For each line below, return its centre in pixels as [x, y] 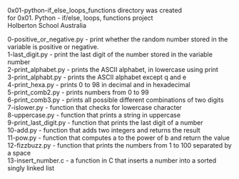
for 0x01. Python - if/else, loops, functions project [80, 18]
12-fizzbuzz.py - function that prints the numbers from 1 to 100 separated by [119, 145]
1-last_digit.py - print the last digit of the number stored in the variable [110, 54]
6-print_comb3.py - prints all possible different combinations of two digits [116, 100]
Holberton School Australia [47, 25]
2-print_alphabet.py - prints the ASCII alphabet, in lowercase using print [113, 70]
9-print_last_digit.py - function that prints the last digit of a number [105, 123]
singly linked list [31, 168]
